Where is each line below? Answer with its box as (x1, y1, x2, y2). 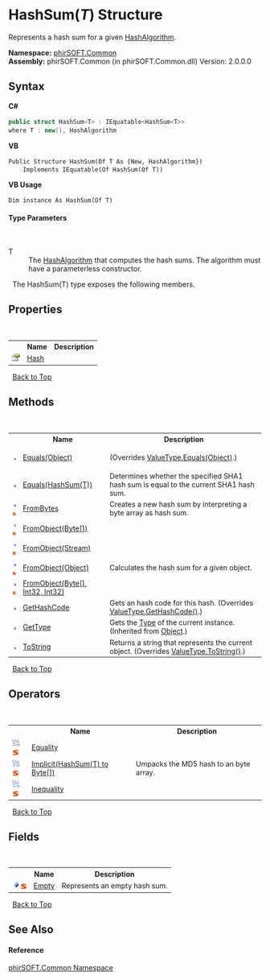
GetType (22, 622, 51, 631)
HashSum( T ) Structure (8, 6, 163, 24)
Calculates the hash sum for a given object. (109, 563, 252, 573)
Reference (8, 945, 44, 955)
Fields (8, 830, 40, 844)
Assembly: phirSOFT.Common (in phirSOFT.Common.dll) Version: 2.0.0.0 (8, 56, 252, 66)
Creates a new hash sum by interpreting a (109, 499, 247, 509)
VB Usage (8, 180, 43, 189)
